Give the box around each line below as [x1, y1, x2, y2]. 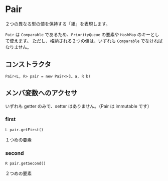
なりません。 [5, 44, 32, 50]
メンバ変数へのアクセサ [5, 89, 78, 98]
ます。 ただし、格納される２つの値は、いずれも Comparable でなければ [18, 38, 163, 44]
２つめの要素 [5, 170, 32, 176]
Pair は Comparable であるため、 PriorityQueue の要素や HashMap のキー [5, 31, 150, 37]
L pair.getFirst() [5, 127, 44, 132]
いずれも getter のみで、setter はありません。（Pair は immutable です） [5, 103, 152, 109]
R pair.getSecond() [5, 161, 46, 166]
